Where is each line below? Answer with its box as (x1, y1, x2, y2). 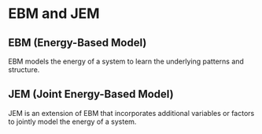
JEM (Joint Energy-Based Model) (8, 88, 175, 101)
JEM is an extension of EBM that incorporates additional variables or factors (8, 108, 255, 118)
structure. (8, 65, 40, 74)
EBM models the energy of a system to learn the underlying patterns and (8, 56, 244, 66)
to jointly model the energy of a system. (8, 117, 137, 126)
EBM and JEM (8, 5, 100, 23)
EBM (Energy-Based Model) (8, 36, 147, 49)
